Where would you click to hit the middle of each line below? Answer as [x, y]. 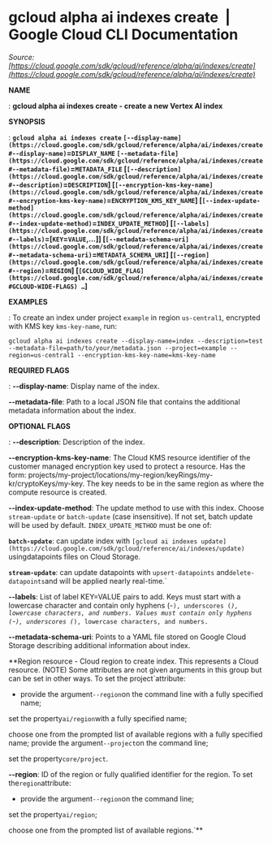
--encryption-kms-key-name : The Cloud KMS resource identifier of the [130, 457]
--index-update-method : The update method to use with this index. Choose [136, 508]
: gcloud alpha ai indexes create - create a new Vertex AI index [116, 106]
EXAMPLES [28, 301]
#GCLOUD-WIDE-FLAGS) [43, 287]
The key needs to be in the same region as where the [175, 483]
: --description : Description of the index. [77, 442]
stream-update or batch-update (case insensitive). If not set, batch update [131, 517]
